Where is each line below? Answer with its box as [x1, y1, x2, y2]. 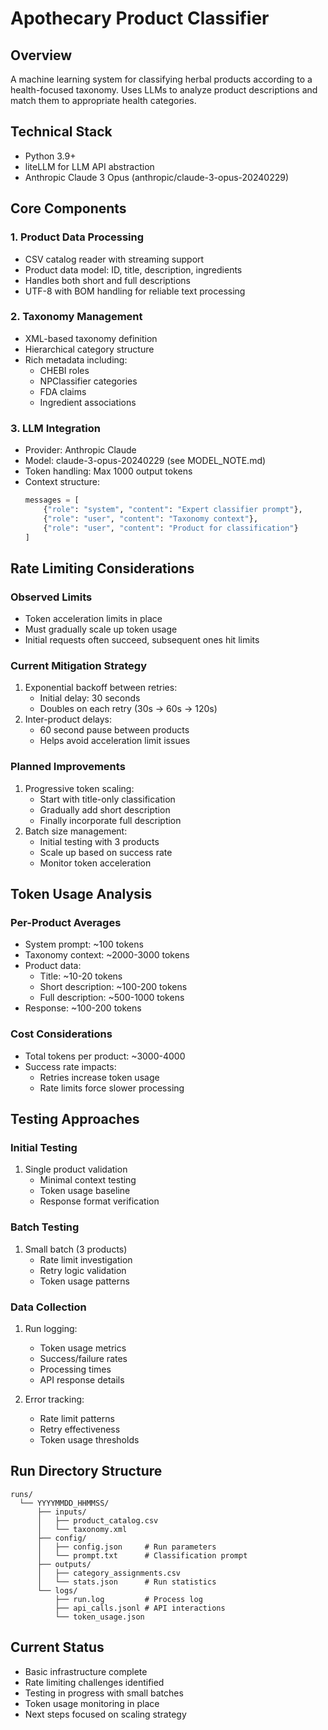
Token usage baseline [39, 1185, 131, 1197]
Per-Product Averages [10, 916, 122, 930]
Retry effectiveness [39, 1423, 121, 1436]
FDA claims [39, 385, 87, 397]
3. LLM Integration [10, 421, 101, 435]
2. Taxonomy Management [10, 310, 143, 324]
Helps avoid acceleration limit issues [39, 735, 191, 747]
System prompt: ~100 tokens [24, 938, 144, 951]
